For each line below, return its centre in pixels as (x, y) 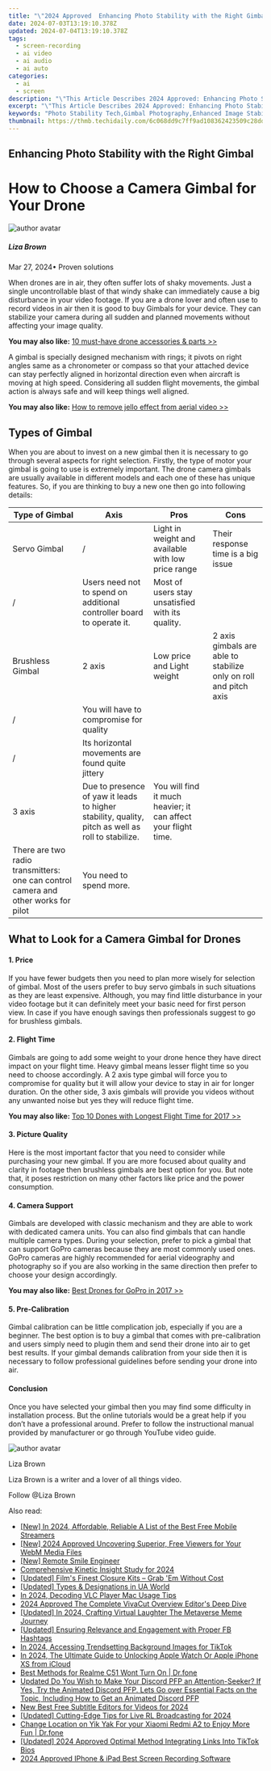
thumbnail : (27, 121)
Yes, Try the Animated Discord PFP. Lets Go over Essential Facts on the (138, 1689)
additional (101, 602)
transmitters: (36, 870)
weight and (174, 539)
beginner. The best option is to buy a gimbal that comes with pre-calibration (134, 1336)
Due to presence (113, 786)
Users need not (111, 581)
